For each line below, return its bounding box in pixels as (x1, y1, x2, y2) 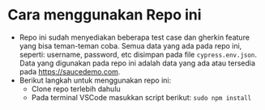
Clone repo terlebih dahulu (31, 83, 121, 94)
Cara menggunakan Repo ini (7, 6, 202, 24)
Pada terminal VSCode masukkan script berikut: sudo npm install (31, 92, 252, 102)
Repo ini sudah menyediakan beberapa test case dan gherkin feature (19, 32, 250, 42)
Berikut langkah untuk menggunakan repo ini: (19, 75, 172, 85)
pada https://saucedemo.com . (19, 66, 121, 76)
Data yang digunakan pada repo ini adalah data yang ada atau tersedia (19, 58, 256, 68)
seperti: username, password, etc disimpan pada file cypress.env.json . (19, 49, 257, 59)
